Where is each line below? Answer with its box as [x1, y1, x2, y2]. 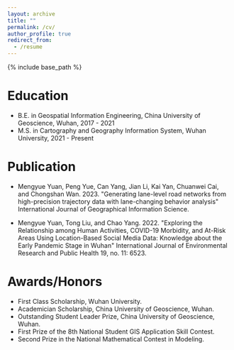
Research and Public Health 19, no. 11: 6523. [17, 248, 147, 257]
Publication [7, 159, 76, 175]
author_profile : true [7, 30, 72, 38]
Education [7, 88, 69, 104]
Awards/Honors [7, 274, 103, 290]
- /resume [13, 43, 43, 50]
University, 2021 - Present [17, 133, 94, 142]
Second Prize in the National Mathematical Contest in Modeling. [17, 334, 204, 343]
